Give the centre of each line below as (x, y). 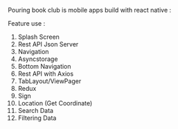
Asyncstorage (38, 59)
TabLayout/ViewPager (50, 81)
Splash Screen (38, 37)
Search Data (36, 111)
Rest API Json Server (48, 44)
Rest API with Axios (46, 74)
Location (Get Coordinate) (55, 103)
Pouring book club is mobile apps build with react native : (90, 10)
